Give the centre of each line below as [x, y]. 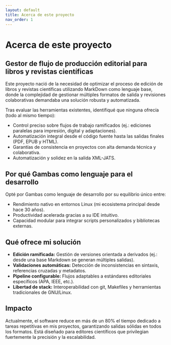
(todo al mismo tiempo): [30, 116]
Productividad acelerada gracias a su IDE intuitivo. [66, 215]
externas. [23, 226]
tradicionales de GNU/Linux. [42, 292]
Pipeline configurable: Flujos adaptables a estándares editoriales [82, 276]
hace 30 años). [29, 210]
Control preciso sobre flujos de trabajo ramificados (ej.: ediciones [82, 125]
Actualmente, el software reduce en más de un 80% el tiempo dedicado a [83, 320]
